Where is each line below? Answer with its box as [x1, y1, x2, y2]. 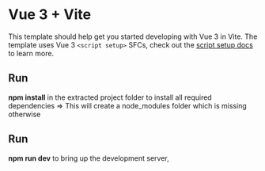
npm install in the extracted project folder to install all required [8, 93, 212, 102]
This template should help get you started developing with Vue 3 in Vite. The [8, 32, 258, 41]
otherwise [8, 109, 41, 119]
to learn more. [8, 48, 54, 58]
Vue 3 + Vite [8, 6, 92, 24]
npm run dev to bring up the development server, [8, 153, 170, 163]
